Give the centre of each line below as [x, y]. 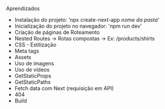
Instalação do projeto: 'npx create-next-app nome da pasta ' [87, 20]
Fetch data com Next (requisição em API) [64, 88]
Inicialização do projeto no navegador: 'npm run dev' [78, 26]
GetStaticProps [33, 76]
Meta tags [27, 51]
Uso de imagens [34, 63]
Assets [23, 57]
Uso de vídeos [32, 69]
